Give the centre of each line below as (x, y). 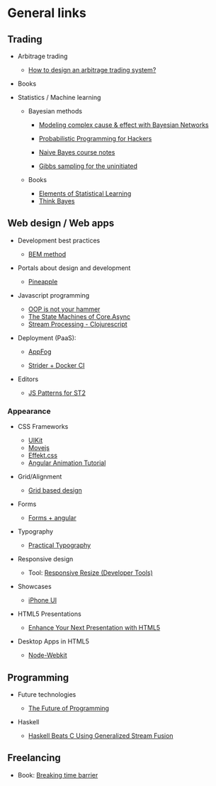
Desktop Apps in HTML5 (53, 641)
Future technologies (47, 694)
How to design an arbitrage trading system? (92, 70)
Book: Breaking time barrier (58, 775)
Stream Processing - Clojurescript (78, 324)
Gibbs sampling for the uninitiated (88, 166)
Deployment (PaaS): (47, 337)
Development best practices (59, 240)
